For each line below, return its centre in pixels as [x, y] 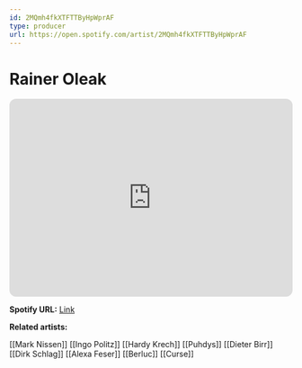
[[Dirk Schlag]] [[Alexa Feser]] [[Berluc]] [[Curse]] [102, 354]
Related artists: [39, 327]
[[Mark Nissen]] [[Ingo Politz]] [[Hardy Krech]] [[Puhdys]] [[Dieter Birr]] [141, 345]
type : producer [38, 26]
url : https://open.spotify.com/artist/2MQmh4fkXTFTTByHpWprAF [128, 34]
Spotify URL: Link [42, 310]
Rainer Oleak [58, 79]
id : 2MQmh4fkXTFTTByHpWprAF [62, 18]
